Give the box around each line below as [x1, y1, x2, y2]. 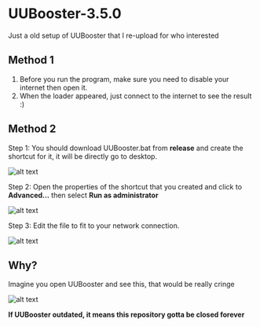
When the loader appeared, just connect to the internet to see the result [19, 91, 252, 101]
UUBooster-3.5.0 [8, 5, 122, 23]
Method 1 [8, 53, 55, 67]
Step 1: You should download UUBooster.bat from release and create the [8, 143, 244, 152]
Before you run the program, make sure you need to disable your [19, 74, 229, 83]
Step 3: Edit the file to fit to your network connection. [8, 221, 180, 230]
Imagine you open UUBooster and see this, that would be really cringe [8, 280, 236, 289]
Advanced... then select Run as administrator [8, 190, 159, 200]
